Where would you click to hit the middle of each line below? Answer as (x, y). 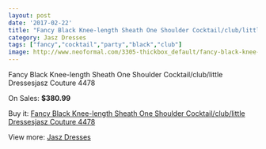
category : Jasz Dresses (47, 37)
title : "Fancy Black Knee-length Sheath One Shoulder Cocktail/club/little (136, 30)
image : (19, 52)
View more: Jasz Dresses (49, 137)
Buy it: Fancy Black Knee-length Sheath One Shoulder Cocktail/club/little (127, 114)
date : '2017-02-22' (40, 23)
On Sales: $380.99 (40, 98)
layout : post (30, 15)
